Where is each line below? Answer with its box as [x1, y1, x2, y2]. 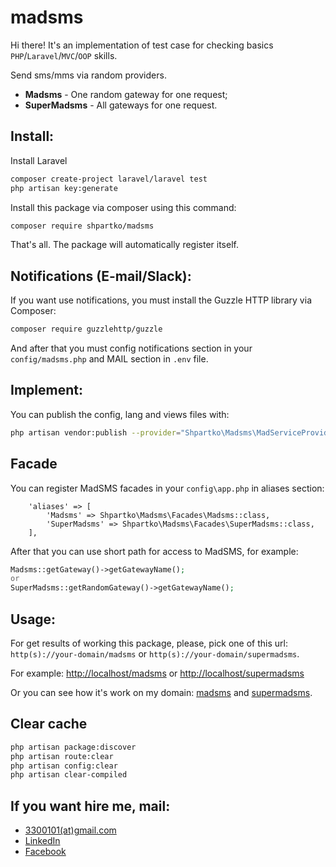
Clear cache [10, 716, 88, 733]
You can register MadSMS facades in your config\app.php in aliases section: [10, 482, 325, 494]
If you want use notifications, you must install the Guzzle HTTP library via [10, 294, 312, 306]
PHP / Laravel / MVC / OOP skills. [10, 49, 118, 61]
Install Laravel [10, 154, 68, 166]
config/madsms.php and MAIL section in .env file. [10, 353, 209, 365]
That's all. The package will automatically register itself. [10, 239, 239, 251]
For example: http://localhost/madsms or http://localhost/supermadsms [10, 667, 305, 679]
